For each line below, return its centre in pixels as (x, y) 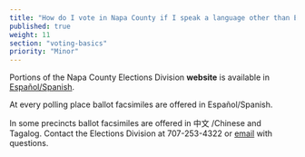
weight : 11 (30, 34)
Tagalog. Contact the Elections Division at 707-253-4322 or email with (141, 133)
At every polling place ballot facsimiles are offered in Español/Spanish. (141, 104)
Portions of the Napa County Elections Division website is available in (140, 77)
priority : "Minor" (44, 52)
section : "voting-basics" (58, 43)
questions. (29, 143)
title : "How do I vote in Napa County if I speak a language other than (150, 18)
